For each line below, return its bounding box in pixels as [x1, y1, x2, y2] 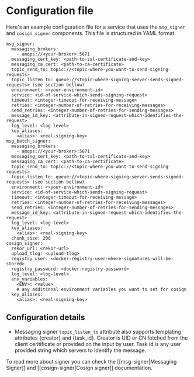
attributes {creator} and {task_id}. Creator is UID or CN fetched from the [14, 334, 188, 341]
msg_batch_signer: [6, 138, 51, 144]
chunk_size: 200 [11, 235, 51, 241]
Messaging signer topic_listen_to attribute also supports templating [14, 328, 181, 335]
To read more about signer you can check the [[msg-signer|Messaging [6, 358, 177, 365]
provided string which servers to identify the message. [14, 347, 147, 354]
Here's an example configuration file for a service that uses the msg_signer [6, 23, 186, 30]
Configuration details [6, 313, 85, 323]
